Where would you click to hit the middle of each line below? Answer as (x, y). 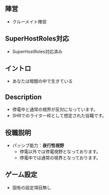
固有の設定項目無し (32, 187)
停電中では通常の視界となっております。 (60, 158)
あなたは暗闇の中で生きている (42, 81)
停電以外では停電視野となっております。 (60, 152)
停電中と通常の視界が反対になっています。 (55, 109)
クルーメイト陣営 (29, 22)
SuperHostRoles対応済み (37, 51)
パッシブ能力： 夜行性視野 (38, 146)
